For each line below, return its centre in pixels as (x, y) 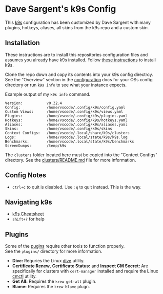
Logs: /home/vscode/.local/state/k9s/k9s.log (66, 137)
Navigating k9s (29, 202)
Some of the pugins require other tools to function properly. (65, 246)
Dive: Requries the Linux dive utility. (48, 261)
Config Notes (26, 175)
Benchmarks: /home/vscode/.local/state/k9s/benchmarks (70, 141)
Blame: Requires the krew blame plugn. (51, 287)
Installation (22, 43)
